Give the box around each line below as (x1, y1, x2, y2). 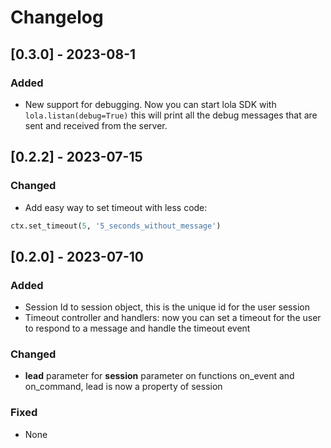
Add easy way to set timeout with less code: (24, 201, 208, 213)
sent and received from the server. (24, 119, 168, 131)
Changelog (10, 6, 104, 29)
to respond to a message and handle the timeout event (24, 322, 251, 335)
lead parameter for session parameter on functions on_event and (24, 370, 295, 382)
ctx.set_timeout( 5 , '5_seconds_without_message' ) (10, 221, 222, 231)
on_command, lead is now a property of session (24, 381, 223, 393)
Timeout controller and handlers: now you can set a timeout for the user (24, 312, 322, 324)
